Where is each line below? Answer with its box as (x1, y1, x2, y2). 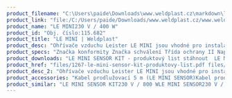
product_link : (6, 17, 48, 23)
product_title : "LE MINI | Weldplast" (6, 36, 118, 43)
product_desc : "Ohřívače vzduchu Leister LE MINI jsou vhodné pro (6, 42, 202, 49)
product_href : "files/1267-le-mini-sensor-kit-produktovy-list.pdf (6, 61, 206, 68)
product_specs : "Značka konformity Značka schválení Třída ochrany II (6, 49, 215, 56)
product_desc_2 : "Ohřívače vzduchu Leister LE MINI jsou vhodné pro (6, 68, 208, 75)
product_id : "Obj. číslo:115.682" (6, 29, 107, 37)
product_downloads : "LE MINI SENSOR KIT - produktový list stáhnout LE (6, 55, 221, 62)
